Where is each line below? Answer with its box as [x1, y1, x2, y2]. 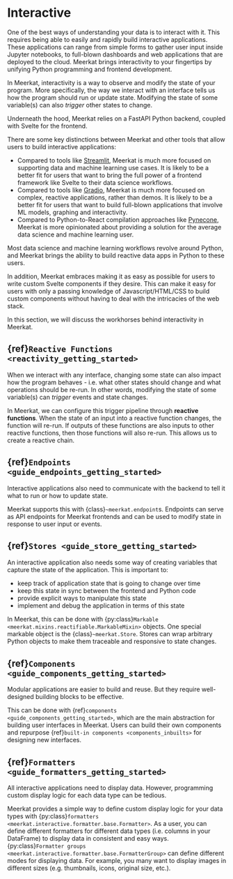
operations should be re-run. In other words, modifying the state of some [7, 385, 217, 393]
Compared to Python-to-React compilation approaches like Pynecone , [17, 215, 219, 224]
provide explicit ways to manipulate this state [17, 594, 147, 603]
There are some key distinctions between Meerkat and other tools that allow [7, 135, 225, 144]
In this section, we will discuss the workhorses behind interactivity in [7, 315, 204, 324]
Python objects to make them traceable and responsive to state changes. [7, 637, 217, 646]
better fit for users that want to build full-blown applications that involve [17, 200, 223, 209]
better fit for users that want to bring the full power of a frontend [17, 171, 202, 179]
